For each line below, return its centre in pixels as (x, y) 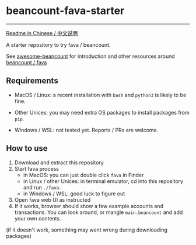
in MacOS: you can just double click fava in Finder (83, 175)
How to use (27, 148)
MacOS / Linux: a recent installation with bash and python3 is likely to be (100, 95)
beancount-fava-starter (65, 11)
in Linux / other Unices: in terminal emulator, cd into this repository (103, 181)
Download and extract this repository (59, 163)
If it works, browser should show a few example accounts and (89, 206)
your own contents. (38, 218)
